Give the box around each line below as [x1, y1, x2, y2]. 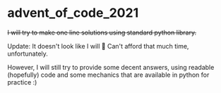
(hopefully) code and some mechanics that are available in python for [7, 70, 210, 79]
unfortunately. [7, 49, 48, 58]
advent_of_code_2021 [7, 5, 139, 21]
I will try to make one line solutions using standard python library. [7, 28, 196, 37]
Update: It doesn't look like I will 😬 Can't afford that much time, [7, 42, 189, 50]
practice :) [7, 77, 37, 86]
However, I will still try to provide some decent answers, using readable [7, 63, 215, 71]
